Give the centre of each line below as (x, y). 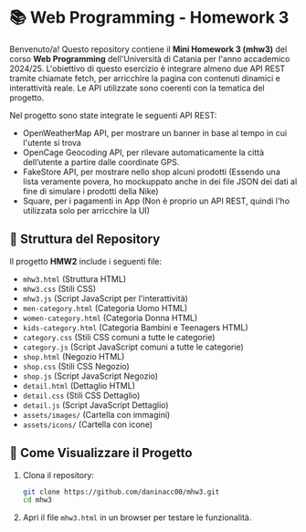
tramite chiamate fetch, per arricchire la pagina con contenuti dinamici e (145, 78)
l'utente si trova (52, 142)
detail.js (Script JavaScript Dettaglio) (95, 405)
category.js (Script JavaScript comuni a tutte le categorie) (133, 347)
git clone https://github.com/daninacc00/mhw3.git (121, 492)
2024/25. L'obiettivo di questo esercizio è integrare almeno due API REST (148, 68)
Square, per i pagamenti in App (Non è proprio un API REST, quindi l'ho (156, 201)
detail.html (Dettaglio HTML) (79, 385)
